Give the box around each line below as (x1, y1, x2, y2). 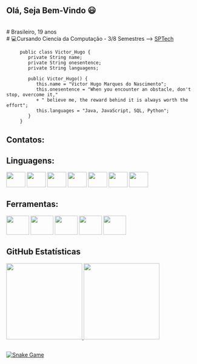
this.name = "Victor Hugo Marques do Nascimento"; (36, 81, 167, 87)
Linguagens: (6, 155, 55, 166)
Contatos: (6, 135, 45, 145)
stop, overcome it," (6, 91, 59, 97)
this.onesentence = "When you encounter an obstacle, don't (36, 86, 191, 93)
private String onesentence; (28, 60, 102, 66)
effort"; (6, 102, 28, 108)
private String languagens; (28, 65, 99, 71)
